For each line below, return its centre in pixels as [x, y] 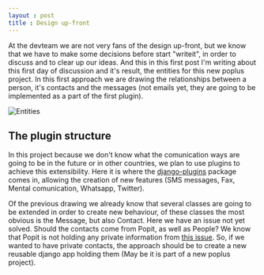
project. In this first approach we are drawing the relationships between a [127, 79]
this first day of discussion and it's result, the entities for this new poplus [126, 70]
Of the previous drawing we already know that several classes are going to [130, 204]
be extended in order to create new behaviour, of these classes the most [126, 212]
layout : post [32, 15]
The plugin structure [60, 136]
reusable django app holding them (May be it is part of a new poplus [119, 254]
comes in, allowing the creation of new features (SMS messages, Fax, [122, 180]
